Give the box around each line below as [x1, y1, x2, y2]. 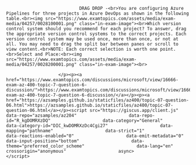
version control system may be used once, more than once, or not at [6, 36, 179, 42]
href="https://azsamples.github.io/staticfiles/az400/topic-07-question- [6, 97, 190, 103]
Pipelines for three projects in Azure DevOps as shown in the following [6, 10, 190, 16]
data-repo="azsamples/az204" [6, 113, 77, 118]
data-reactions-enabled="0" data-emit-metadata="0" [6, 133, 184, 139]
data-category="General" [102, 118, 163, 124]
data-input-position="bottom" [6, 138, 80, 144]
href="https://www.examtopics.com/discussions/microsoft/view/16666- [6, 77, 179, 83]
